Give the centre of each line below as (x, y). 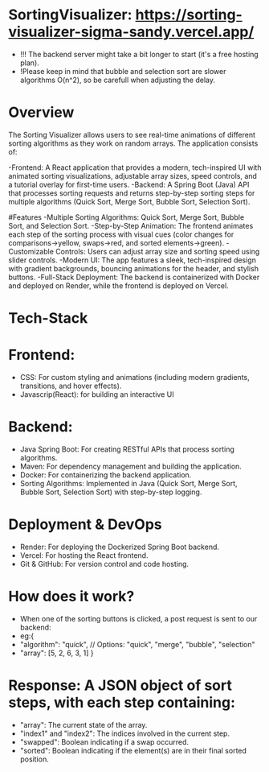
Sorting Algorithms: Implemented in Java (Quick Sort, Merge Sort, (129, 483)
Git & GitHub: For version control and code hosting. (104, 564)
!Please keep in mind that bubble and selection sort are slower (123, 71)
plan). (30, 63)
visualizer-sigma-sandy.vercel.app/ (131, 32)
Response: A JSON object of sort (120, 685)
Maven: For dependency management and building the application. (131, 466)
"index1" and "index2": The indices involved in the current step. (125, 733)
